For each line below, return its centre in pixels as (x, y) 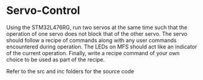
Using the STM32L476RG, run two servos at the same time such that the (97, 27)
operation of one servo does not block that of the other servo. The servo (97, 33)
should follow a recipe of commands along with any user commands (92, 40)
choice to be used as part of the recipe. (55, 59)
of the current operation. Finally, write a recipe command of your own (93, 53)
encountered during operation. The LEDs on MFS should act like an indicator (102, 47)
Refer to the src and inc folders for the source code (70, 71)
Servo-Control (43, 11)
